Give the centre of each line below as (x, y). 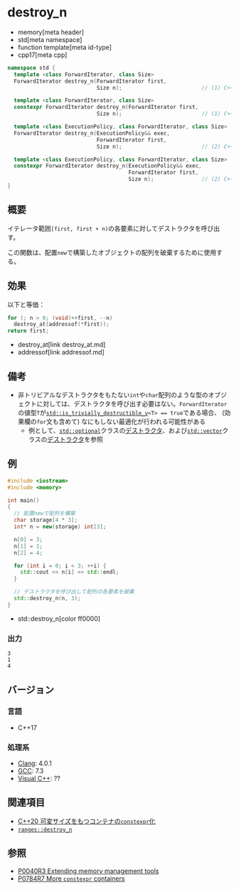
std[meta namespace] (50, 39)
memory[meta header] (51, 32)
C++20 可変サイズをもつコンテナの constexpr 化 (86, 821)
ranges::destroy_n (45, 829)
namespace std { (31, 68)
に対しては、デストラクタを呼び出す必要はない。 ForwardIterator (132, 404)
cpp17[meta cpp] (42, 55)
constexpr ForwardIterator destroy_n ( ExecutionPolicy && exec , (108, 166)
